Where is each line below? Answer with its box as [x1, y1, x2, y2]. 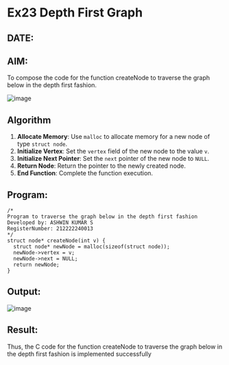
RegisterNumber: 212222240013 [7, 225, 94, 232]
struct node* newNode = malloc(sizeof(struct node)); [13, 243, 170, 250]
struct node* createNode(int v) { [7, 237, 106, 245]
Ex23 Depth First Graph [7, 5, 143, 21]
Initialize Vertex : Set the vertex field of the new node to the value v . [16, 147, 210, 155]
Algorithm [7, 114, 51, 126]
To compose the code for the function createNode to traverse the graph [7, 74, 210, 82]
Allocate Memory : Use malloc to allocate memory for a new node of [16, 133, 210, 141]
